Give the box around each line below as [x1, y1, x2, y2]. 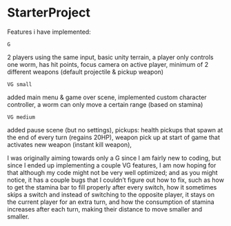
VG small [7, 81, 32, 88]
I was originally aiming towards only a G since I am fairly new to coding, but [7, 154, 221, 162]
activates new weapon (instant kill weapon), [7, 140, 132, 149]
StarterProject [7, 5, 91, 21]
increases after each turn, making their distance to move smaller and [7, 205, 203, 213]
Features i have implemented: [7, 28, 91, 36]
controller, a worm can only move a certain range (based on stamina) [7, 100, 203, 108]
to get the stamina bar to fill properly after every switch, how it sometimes [7, 183, 217, 191]
